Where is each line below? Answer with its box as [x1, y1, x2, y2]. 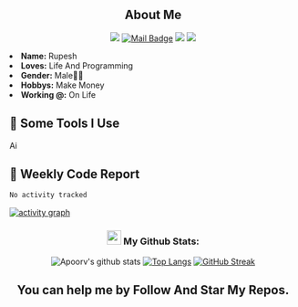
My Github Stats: [122, 235, 200, 248]
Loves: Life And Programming [21, 59, 134, 71]
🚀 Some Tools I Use [9, 116, 120, 132]
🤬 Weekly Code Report [9, 166, 140, 182]
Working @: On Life [21, 89, 97, 100]
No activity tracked [9, 191, 88, 200]
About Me [124, 7, 182, 23]
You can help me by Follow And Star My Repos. [16, 282, 290, 298]
